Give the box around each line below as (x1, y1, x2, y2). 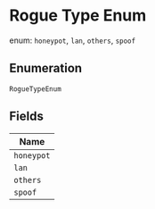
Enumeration (9, 61, 83, 76)
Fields (9, 109, 45, 124)
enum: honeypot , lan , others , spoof (9, 35, 136, 46)
